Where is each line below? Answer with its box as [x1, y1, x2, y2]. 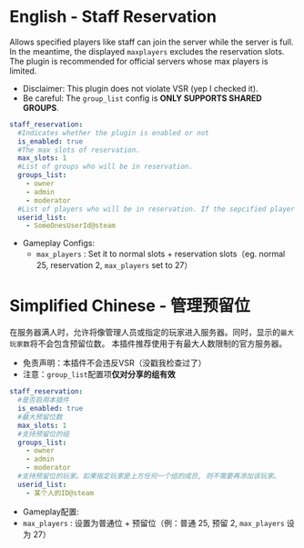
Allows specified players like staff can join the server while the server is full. [9, 36, 294, 47]
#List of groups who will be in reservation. [17, 162, 194, 172]
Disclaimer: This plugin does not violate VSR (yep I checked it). [22, 83, 258, 94]
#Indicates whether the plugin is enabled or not [17, 128, 209, 137]
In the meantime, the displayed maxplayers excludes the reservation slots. [9, 45, 285, 56]
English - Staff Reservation [9, 6, 217, 27]
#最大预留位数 [17, 412, 63, 422]
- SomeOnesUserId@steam [25, 221, 117, 231]
